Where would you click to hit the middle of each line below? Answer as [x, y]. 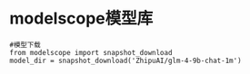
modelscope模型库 [81, 18]
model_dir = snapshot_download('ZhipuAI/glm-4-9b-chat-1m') [126, 60]
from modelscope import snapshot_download [91, 52]
